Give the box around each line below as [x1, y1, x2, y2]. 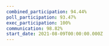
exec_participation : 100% [6, 20, 71, 26]
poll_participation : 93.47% [6, 14, 77, 20]
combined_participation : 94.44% [6, 8, 87, 15]
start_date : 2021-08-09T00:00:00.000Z [6, 31, 103, 37]
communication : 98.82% [6, 25, 63, 32]
